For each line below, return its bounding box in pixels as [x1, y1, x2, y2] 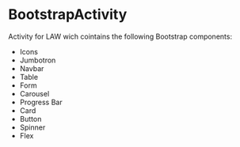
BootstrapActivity [8, 6, 128, 24]
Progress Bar [19, 97, 63, 107]
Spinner [19, 122, 46, 132]
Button [19, 114, 42, 123]
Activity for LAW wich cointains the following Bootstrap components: [8, 32, 232, 41]
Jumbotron [19, 55, 56, 65]
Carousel [19, 89, 50, 98]
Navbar [19, 63, 44, 73]
